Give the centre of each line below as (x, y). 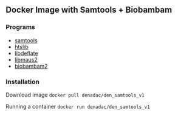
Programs (21, 27)
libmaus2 (26, 59)
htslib (21, 47)
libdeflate (26, 53)
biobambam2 (31, 66)
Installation (23, 82)
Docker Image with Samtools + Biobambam (89, 10)
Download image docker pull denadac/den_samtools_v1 (75, 95)
